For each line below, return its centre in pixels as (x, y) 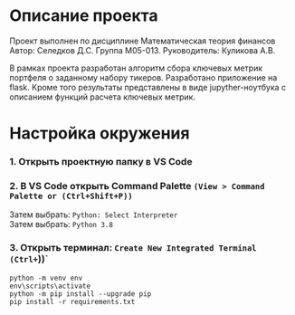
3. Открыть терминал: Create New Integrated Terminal (133, 248)
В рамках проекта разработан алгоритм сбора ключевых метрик (136, 68)
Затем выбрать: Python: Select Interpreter (94, 215)
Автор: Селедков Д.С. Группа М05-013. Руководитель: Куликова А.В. (143, 50)
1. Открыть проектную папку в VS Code (101, 162)
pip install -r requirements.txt (72, 301)
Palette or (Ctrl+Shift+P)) (71, 196)
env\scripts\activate (50, 286)
